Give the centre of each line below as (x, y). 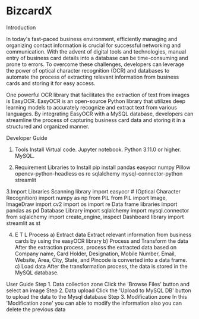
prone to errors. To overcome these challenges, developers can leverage (95, 64)
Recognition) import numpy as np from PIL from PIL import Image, (87, 198)
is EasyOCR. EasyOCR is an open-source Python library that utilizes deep (96, 101)
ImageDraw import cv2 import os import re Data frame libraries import (92, 204)
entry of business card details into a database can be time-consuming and (97, 58)
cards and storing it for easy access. (51, 83)
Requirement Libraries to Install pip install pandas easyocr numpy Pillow (102, 167)
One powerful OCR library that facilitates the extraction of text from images (98, 95)
